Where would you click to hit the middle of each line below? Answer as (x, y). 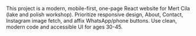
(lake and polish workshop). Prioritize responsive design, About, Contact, (95, 15)
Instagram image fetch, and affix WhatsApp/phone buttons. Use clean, (92, 21)
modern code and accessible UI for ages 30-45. (64, 27)
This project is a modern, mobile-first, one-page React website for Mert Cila (98, 8)
